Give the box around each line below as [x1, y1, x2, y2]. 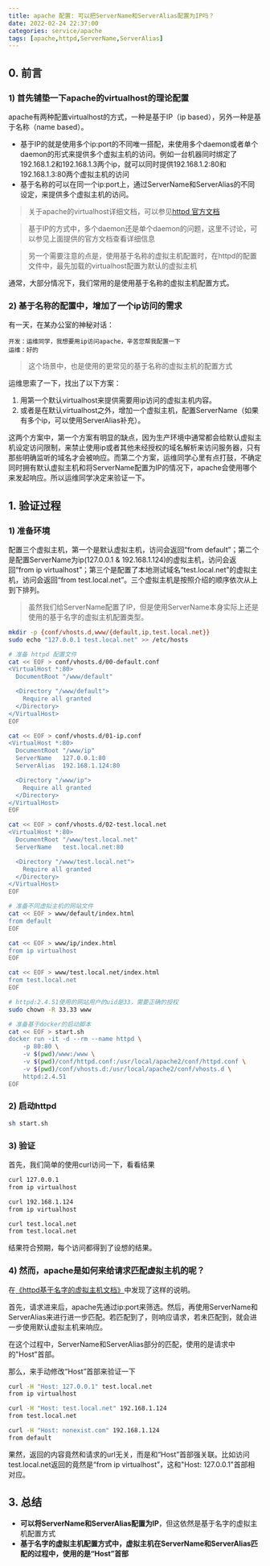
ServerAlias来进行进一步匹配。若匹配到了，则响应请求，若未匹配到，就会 [8, 1312, 251, 1321]
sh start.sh [8, 1119, 48, 1127]
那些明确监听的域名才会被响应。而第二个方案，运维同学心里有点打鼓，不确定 [8, 452, 262, 463]
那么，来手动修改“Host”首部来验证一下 [8, 1366, 137, 1376]
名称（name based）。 [14, 122, 88, 131]
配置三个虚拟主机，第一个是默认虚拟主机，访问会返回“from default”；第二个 [8, 544, 260, 554]
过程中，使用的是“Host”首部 [34, 1548, 129, 1558]
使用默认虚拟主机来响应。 [22, 1322, 107, 1332]
